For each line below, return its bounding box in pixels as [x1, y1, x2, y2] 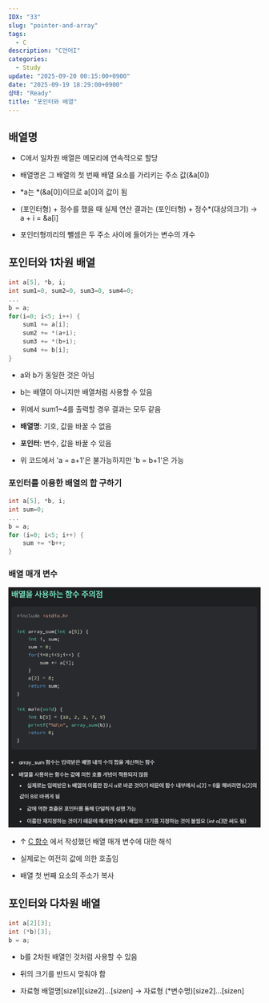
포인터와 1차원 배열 [8, 255, 96, 269]
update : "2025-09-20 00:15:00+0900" [8, 72, 130, 80]
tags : [8, 30, 26, 38]
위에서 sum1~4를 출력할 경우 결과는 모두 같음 [19, 404, 162, 413]
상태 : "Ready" [8, 89, 52, 97]
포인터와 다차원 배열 [8, 896, 101, 910]
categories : [8, 55, 48, 63]
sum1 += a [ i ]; [22, 321, 70, 329]
